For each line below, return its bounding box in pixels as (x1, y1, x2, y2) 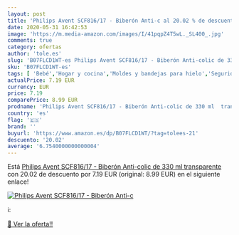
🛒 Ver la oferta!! (7, 220, 53, 229)
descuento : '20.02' (7, 136, 65, 143)
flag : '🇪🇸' (7, 116, 43, 123)
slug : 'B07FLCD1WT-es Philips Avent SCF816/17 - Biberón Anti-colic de (7, 57, 224, 64)
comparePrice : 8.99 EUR (7, 97, 78, 104)
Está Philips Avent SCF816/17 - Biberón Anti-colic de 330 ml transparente (7, 162, 222, 171)
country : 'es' (7, 110, 50, 117)
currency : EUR (7, 83, 50, 90)
